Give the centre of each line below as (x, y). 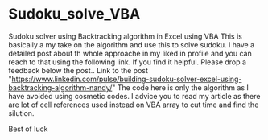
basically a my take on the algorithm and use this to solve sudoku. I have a (132, 44)
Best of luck (28, 129)
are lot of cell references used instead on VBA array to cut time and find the (134, 105)
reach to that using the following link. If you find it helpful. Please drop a (128, 62)
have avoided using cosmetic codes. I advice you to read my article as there (134, 96)
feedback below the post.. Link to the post (78, 70)
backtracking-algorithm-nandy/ (60, 87)
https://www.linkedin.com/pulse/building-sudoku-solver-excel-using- (127, 79)
